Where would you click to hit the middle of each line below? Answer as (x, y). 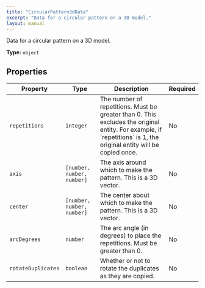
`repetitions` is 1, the (129, 137)
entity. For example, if (131, 130)
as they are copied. (127, 276)
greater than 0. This (128, 115)
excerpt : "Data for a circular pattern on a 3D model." (79, 18)
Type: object (23, 52)
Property (34, 89)
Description (131, 89)
